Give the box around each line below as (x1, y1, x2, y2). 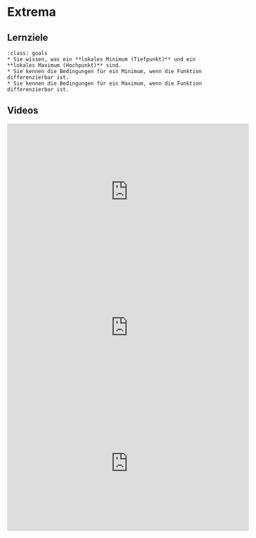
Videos (7, 105, 39, 117)
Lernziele (7, 32, 48, 43)
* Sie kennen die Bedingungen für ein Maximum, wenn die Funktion (7, 80, 202, 87)
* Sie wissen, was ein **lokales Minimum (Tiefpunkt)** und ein (7, 56, 196, 63)
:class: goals (7, 50, 48, 57)
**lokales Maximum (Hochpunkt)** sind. (7, 62, 122, 69)
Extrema (7, 4, 57, 20)
